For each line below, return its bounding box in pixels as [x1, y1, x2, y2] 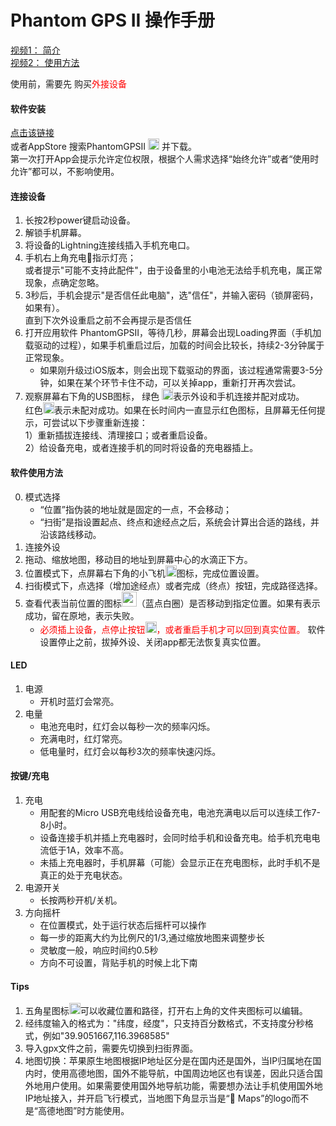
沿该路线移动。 [39, 528, 102, 540]
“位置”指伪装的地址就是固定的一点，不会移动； [39, 503, 232, 515]
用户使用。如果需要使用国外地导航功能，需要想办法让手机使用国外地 [42, 1080, 323, 1092]
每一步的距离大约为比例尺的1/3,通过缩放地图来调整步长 [39, 931, 265, 943]
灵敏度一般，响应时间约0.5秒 [39, 944, 159, 956]
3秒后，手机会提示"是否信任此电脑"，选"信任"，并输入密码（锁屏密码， [24, 289, 319, 301]
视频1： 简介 [10, 44, 61, 56]
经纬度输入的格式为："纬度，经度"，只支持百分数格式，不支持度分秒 [24, 1017, 305, 1030]
